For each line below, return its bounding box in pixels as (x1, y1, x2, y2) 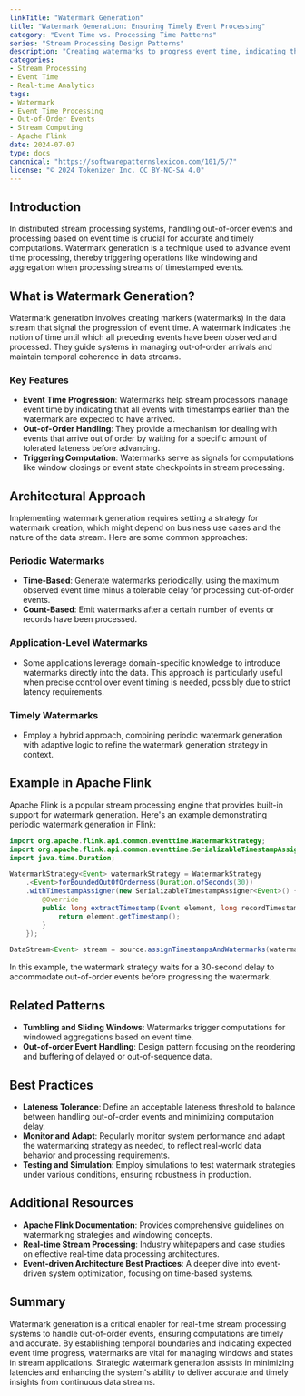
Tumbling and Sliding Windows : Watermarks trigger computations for (22, 1022, 286, 1033)
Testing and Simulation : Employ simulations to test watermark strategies (22, 1159, 296, 1170)
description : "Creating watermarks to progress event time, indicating (9, 47, 286, 56)
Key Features (9, 374, 70, 387)
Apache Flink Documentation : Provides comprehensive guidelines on (22, 1220, 285, 1230)
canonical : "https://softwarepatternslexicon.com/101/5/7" (9, 156, 238, 166)
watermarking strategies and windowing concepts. (22, 1229, 213, 1240)
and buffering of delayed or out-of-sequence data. (22, 1051, 212, 1062)
